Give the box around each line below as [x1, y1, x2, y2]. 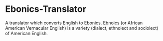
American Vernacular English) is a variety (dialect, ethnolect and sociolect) [5, 25, 159, 31]
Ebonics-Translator [5, 3, 86, 15]
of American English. [5, 30, 48, 36]
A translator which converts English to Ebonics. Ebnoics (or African [5, 20, 143, 26]
